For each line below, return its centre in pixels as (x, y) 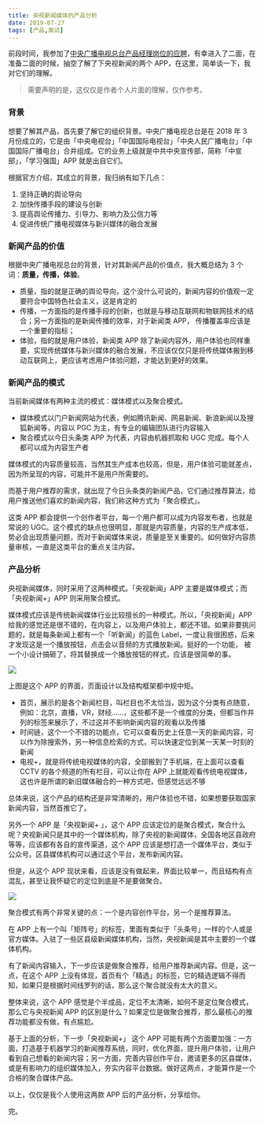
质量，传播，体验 (49, 274)
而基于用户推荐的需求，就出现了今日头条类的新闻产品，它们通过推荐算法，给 (132, 491)
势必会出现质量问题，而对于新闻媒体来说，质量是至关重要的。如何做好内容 (128, 537)
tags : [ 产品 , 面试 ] (36, 30)
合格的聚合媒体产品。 (42, 1077)
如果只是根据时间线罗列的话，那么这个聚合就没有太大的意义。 (121, 985)
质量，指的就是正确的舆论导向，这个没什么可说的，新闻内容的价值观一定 (136, 291)
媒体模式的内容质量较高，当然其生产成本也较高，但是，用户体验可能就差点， (132, 464)
